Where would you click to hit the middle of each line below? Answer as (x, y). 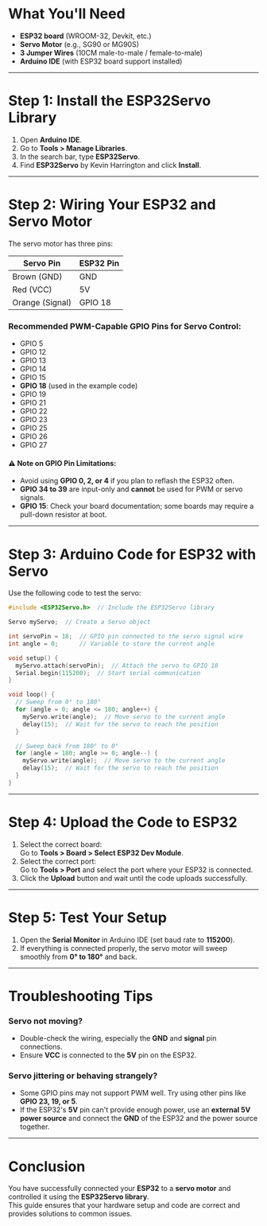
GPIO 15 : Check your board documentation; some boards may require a (137, 506)
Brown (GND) (37, 277)
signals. (33, 498)
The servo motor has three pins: (61, 243)
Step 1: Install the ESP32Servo (110, 101)
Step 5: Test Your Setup (87, 917)
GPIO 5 (31, 343)
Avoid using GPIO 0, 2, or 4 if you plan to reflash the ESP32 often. (127, 481)
